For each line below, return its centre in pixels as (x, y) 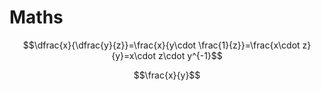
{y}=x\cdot (134, 55)
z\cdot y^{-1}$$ (190, 55)
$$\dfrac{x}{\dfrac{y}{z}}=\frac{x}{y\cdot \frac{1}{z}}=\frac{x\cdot (161, 45)
